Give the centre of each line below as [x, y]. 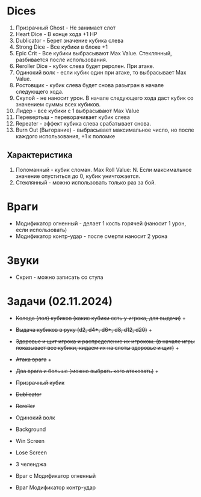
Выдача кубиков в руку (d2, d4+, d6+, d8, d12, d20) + [84, 329]
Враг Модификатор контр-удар [55, 487]
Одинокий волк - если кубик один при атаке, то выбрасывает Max [101, 72]
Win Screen [30, 441]
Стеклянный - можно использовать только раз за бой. [85, 182]
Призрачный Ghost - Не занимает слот [66, 28]
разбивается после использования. [61, 59]
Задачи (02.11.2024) [60, 301]
